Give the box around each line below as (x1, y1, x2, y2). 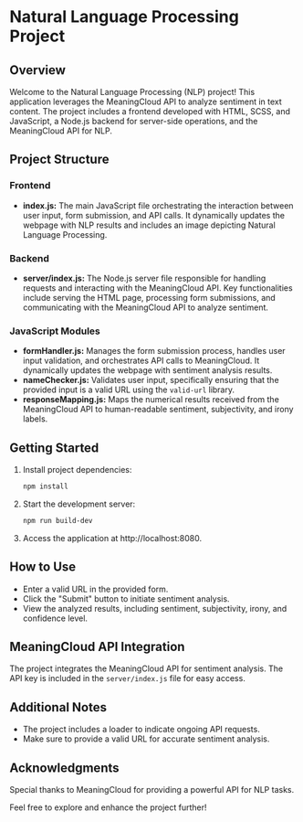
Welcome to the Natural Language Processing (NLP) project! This (9, 87, 256, 97)
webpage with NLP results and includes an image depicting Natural (22, 219, 276, 230)
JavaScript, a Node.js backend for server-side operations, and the (9, 116, 258, 126)
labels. (22, 413, 48, 424)
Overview (9, 62, 67, 78)
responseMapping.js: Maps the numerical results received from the (22, 394, 280, 405)
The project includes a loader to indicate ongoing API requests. (22, 724, 260, 735)
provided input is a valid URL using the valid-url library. (22, 384, 235, 395)
